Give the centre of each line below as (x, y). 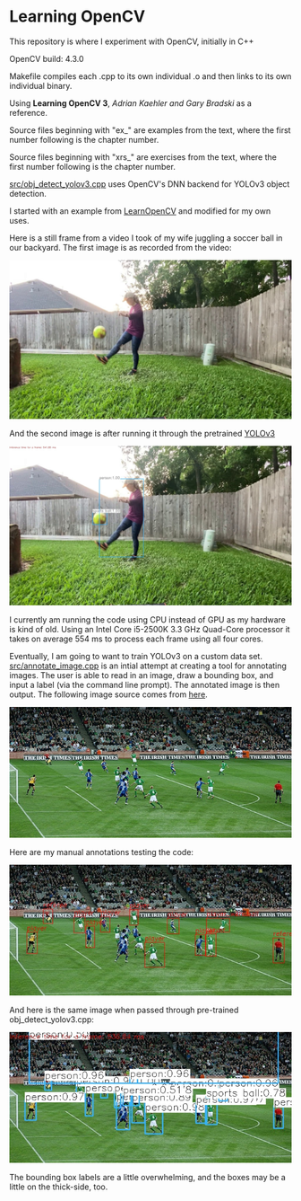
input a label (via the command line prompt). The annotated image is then (145, 684)
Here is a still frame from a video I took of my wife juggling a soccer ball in (146, 238)
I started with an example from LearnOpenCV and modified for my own (140, 211)
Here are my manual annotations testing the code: (102, 852)
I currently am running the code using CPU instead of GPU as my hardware (148, 619)
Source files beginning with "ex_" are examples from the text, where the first (150, 130)
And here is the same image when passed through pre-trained (124, 1010)
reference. (28, 112)
